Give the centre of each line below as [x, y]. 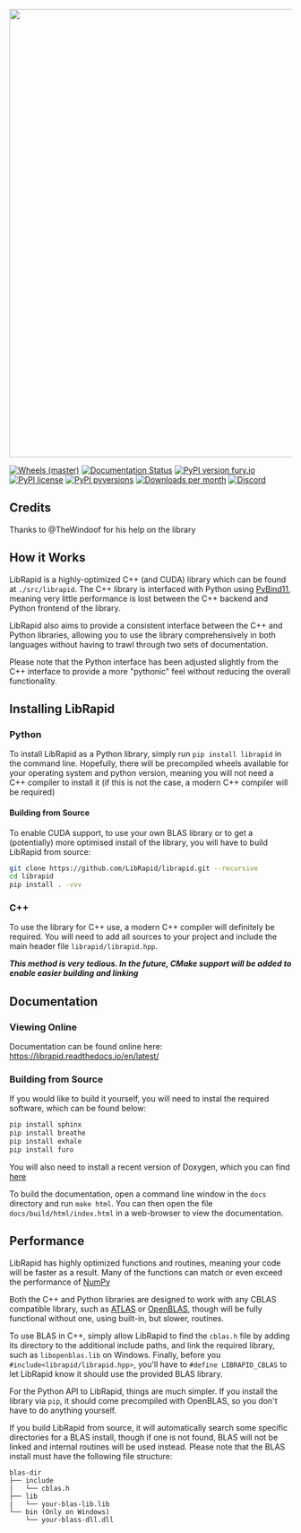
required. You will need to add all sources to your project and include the [143, 936]
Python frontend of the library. [65, 608]
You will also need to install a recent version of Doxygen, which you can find [150, 1167]
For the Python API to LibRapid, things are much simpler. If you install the [144, 1391]
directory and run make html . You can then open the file [111, 1203]
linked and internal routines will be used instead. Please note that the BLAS [147, 1446]
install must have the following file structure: [91, 1456]
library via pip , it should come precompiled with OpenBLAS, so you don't [143, 1400]
